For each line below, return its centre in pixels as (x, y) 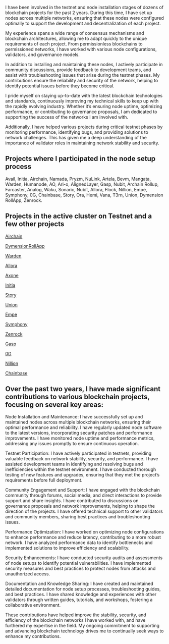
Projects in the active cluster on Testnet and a (79, 216)
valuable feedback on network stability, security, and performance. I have (82, 459)
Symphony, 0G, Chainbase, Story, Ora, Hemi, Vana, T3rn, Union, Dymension (84, 195)
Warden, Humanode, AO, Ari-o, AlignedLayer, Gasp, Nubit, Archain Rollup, (82, 184)
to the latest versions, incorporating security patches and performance (79, 433)
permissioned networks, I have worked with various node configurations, (81, 49)
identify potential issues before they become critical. (60, 86)
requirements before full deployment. (44, 480)
